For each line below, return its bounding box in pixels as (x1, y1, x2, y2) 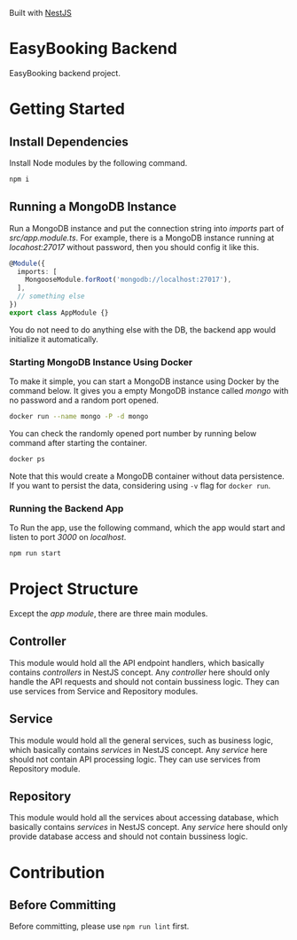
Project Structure (9, 579, 139, 599)
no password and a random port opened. (9, 395, 160, 406)
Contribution (9, 862, 106, 882)
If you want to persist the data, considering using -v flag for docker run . (9, 480, 271, 490)
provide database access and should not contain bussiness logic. (9, 831, 248, 842)
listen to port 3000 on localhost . (9, 532, 127, 543)
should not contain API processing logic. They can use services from (9, 754, 262, 764)
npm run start (9, 549, 62, 558)
